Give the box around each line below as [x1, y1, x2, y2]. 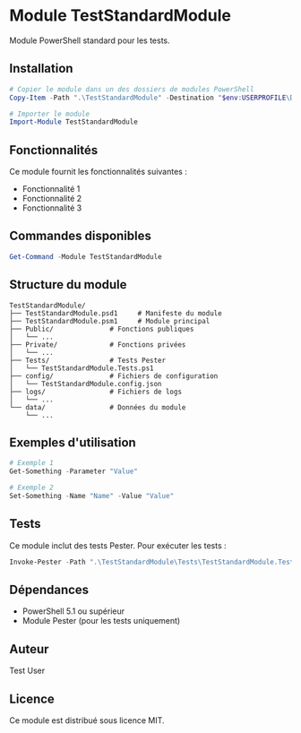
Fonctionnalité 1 [21, 184, 81, 194]
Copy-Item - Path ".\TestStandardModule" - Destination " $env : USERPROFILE [9, 93, 287, 102]
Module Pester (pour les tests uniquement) [21, 616, 181, 626]
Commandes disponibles [9, 229, 152, 244]
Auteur [9, 642, 49, 657]
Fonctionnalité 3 [21, 203, 82, 213]
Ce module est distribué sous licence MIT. [9, 715, 165, 726]
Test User [9, 665, 46, 677]
